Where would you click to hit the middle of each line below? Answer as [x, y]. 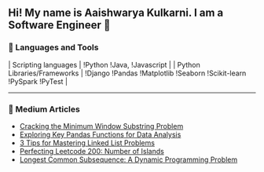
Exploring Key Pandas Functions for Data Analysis [100, 134]
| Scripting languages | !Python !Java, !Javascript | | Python [104, 64]
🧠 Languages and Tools [53, 48]
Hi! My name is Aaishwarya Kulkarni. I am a [116, 13]
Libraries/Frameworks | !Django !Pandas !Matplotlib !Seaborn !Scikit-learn [127, 73]
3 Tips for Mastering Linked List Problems [87, 143]
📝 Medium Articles [44, 109]
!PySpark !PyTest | [38, 81]
